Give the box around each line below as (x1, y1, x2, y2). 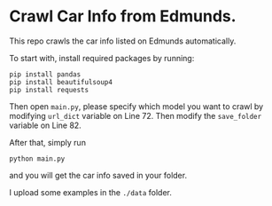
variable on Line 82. (9, 120, 82, 131)
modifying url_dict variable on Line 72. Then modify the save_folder (9, 110, 262, 121)
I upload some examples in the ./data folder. (9, 186, 173, 197)
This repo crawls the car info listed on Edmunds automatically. (9, 36, 237, 46)
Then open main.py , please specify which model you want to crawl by (9, 100, 264, 112)
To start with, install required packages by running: (9, 52, 195, 63)
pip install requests (9, 85, 89, 94)
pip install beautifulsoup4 (9, 77, 113, 86)
